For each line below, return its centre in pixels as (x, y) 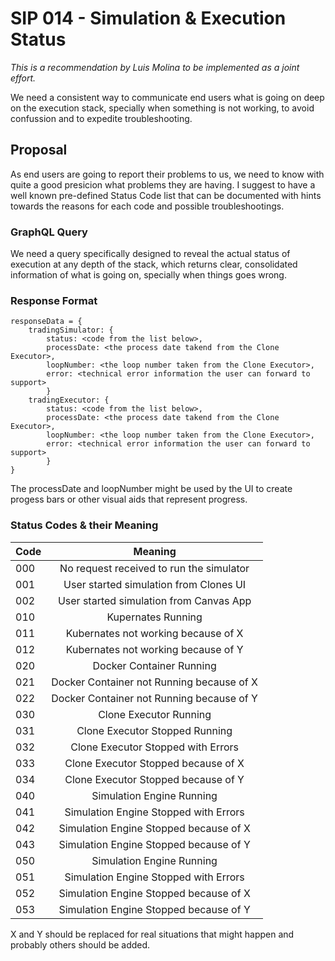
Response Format (54, 300)
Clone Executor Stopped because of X (154, 763)
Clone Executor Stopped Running (154, 730)
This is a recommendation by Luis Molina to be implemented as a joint (155, 67)
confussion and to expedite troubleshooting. (101, 118)
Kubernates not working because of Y (154, 649)
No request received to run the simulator (154, 568)
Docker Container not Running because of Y (154, 698)
